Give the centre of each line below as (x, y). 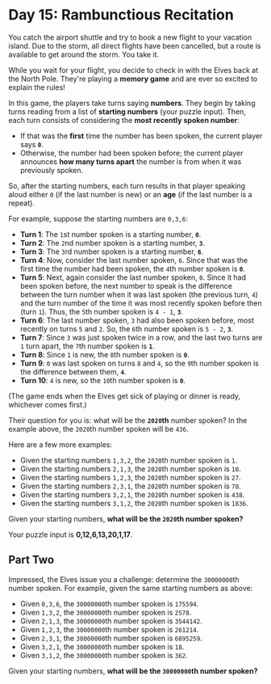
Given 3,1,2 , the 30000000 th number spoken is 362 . (104, 655)
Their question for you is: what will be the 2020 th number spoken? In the (128, 420)
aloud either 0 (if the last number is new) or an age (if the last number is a (130, 194)
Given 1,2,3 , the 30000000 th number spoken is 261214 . (109, 629)
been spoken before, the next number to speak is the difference (126, 285)
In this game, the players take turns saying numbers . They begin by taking (132, 103)
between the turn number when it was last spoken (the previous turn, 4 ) (139, 294)
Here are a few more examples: (60, 444)
